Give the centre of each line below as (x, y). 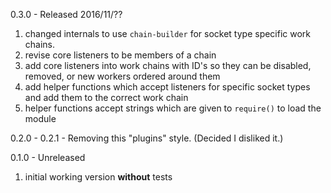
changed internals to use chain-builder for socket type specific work (168, 33)
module (40, 118)
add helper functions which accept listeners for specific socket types (167, 87)
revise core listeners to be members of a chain (120, 55)
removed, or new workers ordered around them (122, 76)
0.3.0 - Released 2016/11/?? (66, 14)
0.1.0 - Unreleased (48, 157)
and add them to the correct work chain (106, 97)
